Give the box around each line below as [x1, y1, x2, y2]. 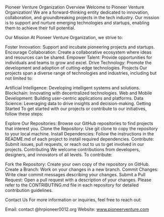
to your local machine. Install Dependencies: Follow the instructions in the [5, 131, 154, 136]
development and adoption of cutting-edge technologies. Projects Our [5, 65, 147, 71]
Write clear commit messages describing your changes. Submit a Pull [5, 172, 146, 177]
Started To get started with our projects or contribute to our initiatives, [5, 106, 147, 111]
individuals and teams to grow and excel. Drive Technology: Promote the [5, 60, 152, 65]
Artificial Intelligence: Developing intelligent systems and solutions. [5, 85, 140, 90]
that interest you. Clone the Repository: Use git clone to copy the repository [5, 126, 158, 132]
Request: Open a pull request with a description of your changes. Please [5, 177, 152, 183]
